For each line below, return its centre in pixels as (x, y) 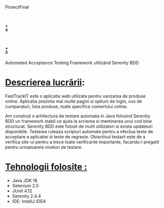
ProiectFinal (17, 7)
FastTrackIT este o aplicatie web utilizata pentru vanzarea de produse (75, 96)
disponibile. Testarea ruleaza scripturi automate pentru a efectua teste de (79, 132)
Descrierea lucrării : (45, 82)
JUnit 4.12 (22, 191)
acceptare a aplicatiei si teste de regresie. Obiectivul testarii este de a (75, 137)
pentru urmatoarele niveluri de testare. (44, 147)
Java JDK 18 (25, 180)
